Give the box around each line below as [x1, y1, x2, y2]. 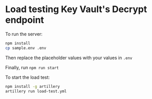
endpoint [5, 14, 44, 26]
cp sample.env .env [5, 45, 47, 51]
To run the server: [5, 31, 43, 37]
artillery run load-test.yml [5, 88, 67, 94]
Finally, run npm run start [5, 64, 59, 70]
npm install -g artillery [5, 84, 60, 89]
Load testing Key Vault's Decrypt [5, 4, 147, 15]
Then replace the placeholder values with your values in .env [5, 55, 133, 61]
